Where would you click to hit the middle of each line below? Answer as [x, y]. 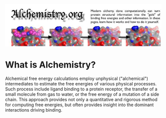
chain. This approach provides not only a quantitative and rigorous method [81, 99]
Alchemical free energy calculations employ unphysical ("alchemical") [77, 79]
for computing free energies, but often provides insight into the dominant [80, 105]
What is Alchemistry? [51, 65]
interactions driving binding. [34, 110]
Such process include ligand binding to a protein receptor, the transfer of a [81, 89]
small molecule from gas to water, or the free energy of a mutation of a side [82, 94]
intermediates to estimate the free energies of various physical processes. [81, 83]
